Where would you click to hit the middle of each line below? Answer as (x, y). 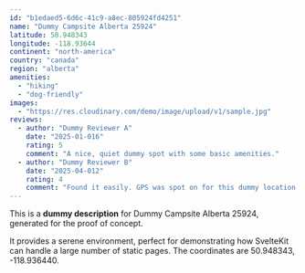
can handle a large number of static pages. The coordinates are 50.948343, (152, 251)
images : (24, 103)
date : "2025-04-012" (65, 171)
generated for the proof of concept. (76, 224)
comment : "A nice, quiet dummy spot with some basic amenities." (153, 153)
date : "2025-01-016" (65, 137)
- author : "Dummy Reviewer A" (75, 129)
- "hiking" (38, 86)
